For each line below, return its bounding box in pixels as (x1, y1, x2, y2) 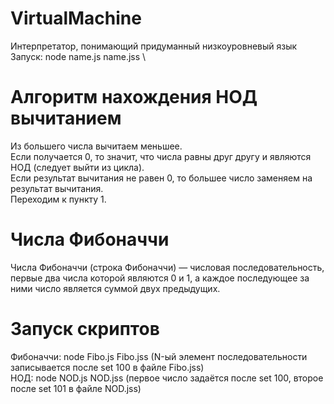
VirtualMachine (10, 7, 142, 30)
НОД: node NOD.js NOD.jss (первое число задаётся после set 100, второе (10, 372, 324, 384)
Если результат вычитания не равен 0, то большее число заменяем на (10, 172, 313, 184)
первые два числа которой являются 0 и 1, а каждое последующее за (10, 272, 310, 284)
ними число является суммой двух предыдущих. (10, 282, 221, 294)
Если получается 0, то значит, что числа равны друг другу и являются (10, 150, 312, 162)
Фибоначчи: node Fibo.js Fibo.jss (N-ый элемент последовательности (10, 350, 308, 362)
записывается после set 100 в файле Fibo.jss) (10, 361, 205, 373)
